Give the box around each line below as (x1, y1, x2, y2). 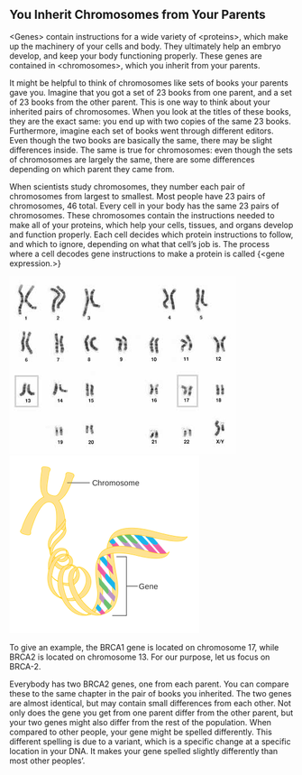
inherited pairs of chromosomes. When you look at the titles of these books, (9, 106, 291, 116)
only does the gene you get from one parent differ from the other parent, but (9, 707, 294, 718)
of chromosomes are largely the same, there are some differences (9, 153, 255, 165)
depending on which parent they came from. (9, 163, 175, 174)
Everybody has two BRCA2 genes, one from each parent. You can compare (9, 678, 289, 689)
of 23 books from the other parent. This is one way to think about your (9, 97, 270, 107)
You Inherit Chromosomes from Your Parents (9, 7, 266, 23)
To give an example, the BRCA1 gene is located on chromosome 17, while (9, 641, 279, 652)
